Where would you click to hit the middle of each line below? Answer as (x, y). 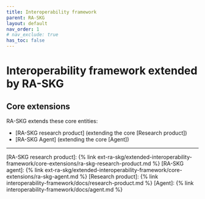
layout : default (27, 23)
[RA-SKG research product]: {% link (51, 157)
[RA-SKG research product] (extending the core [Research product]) (101, 133)
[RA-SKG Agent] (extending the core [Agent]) (72, 139)
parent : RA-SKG (26, 18)
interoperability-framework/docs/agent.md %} (65, 190)
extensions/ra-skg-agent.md (42, 176)
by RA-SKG (35, 84)
